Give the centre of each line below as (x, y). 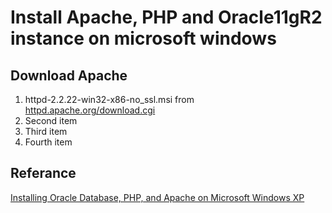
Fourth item (48, 142)
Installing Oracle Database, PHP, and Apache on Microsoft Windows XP (157, 197)
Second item (51, 120)
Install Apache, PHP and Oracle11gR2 (166, 17)
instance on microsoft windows (143, 38)
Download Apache (69, 75)
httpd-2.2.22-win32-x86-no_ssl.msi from (109, 99)
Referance (43, 173)
